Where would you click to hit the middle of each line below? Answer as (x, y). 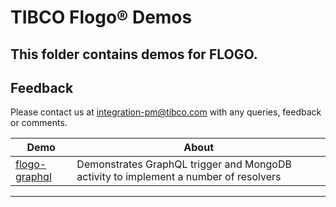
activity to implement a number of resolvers (179, 177)
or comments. (39, 123)
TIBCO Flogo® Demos (101, 17)
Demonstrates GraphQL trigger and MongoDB (184, 164)
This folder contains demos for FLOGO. (134, 54)
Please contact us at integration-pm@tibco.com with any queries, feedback (166, 112)
